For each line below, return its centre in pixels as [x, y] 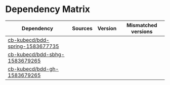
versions [142, 31]
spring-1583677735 [33, 46]
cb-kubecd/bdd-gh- [33, 69]
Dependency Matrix [48, 9]
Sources [82, 28]
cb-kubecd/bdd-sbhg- [36, 54]
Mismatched [142, 25]
